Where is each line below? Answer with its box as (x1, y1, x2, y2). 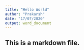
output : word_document (5, 20, 52, 26)
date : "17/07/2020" (5, 16, 45, 21)
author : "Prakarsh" (5, 12, 45, 17)
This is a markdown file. (5, 38, 80, 47)
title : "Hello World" (5, 7, 50, 12)
